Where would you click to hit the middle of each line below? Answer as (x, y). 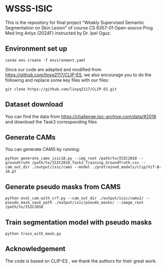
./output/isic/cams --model (61, 167)
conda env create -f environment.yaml (45, 60)
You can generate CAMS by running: (43, 149)
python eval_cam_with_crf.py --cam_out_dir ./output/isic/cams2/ (74, 198)
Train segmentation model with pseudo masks (79, 222)
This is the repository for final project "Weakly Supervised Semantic (75, 22)
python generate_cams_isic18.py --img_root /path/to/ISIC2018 (71, 158)
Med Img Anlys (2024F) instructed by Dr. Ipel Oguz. (58, 33)
